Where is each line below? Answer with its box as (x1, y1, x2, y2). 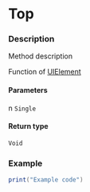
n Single (8, 103, 37, 113)
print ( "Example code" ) (8, 176, 84, 184)
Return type (8, 122, 49, 131)
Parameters (8, 86, 48, 95)
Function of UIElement (8, 67, 81, 77)
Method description (8, 51, 73, 61)
